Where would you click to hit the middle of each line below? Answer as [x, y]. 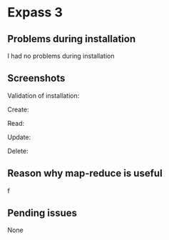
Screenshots [36, 78]
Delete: [18, 151]
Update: [19, 137]
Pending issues [42, 213]
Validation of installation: [43, 95]
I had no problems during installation [61, 56]
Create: [19, 109]
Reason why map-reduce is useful [85, 173]
